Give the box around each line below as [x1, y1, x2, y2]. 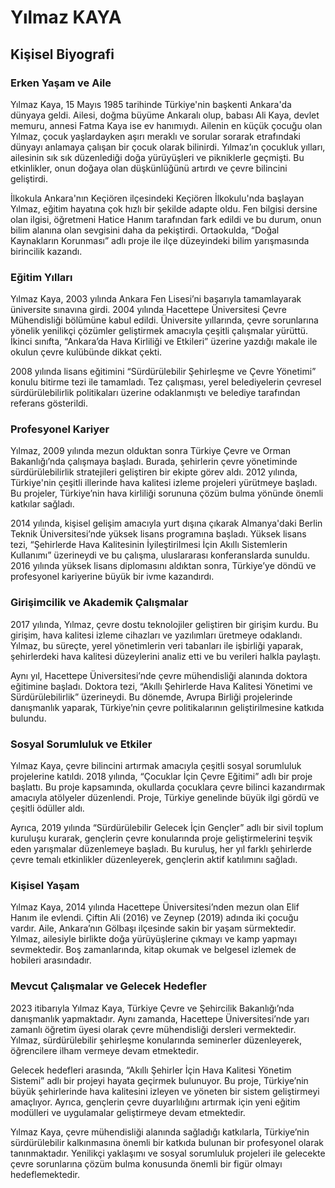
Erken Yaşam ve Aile [10, 76, 112, 90]
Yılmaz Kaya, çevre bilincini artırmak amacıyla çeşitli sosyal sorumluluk [10, 760, 302, 772]
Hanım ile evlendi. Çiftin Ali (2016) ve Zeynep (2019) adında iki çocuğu [10, 912, 299, 924]
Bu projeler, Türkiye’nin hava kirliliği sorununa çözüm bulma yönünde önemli [10, 487, 324, 500]
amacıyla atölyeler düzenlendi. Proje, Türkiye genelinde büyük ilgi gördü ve [10, 792, 320, 804]
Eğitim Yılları [10, 270, 73, 284]
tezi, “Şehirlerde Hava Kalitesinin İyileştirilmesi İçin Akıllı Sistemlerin [10, 539, 288, 551]
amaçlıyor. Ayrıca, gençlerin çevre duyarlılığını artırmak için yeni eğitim [10, 1096, 301, 1108]
